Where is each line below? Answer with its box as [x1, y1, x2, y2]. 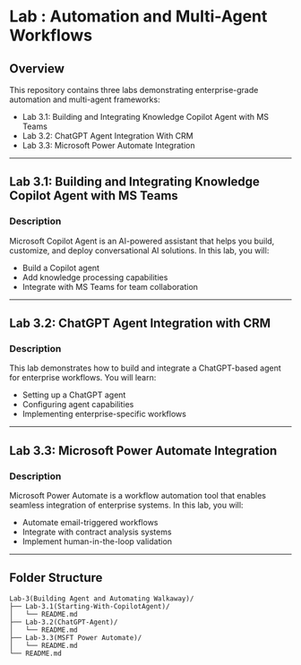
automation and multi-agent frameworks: [9, 94, 160, 105]
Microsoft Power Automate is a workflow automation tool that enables [9, 490, 267, 501]
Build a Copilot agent [21, 262, 100, 273]
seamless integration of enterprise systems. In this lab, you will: [9, 499, 244, 511]
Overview [9, 61, 65, 76]
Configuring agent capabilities [21, 399, 134, 410]
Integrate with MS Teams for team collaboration [21, 281, 199, 292]
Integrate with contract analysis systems [21, 526, 172, 538]
